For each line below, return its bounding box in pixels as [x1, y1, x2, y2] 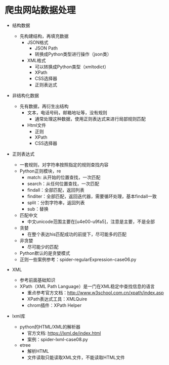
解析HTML [27, 348, 49, 354]
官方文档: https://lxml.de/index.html [27, 330, 101, 336]
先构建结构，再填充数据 [19, 33, 69, 39]
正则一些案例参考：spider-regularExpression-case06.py [19, 256, 137, 262]
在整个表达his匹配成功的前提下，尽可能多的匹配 [27, 231, 127, 237]
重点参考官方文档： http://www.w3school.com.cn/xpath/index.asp [27, 289, 164, 296]
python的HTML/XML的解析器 [19, 324, 80, 330]
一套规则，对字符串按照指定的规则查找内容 [19, 161, 109, 167]
